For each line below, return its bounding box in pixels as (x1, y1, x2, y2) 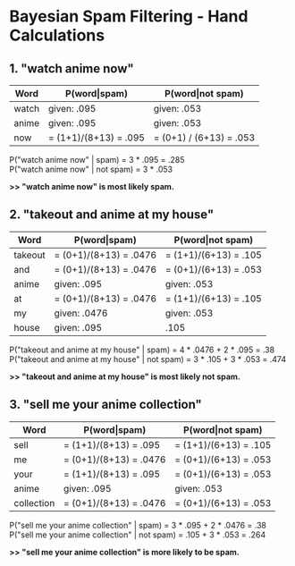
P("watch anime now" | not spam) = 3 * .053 (9, 164, 173, 174)
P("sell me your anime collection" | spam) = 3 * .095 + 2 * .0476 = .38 (9, 520, 266, 530)
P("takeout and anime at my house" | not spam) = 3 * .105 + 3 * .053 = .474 (9, 353, 287, 364)
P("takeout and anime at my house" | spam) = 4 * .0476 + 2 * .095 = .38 (9, 344, 275, 355)
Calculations (9, 25, 105, 46)
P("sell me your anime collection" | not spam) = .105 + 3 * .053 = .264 (9, 529, 266, 540)
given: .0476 (54, 307, 108, 319)
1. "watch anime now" (9, 61, 134, 76)
